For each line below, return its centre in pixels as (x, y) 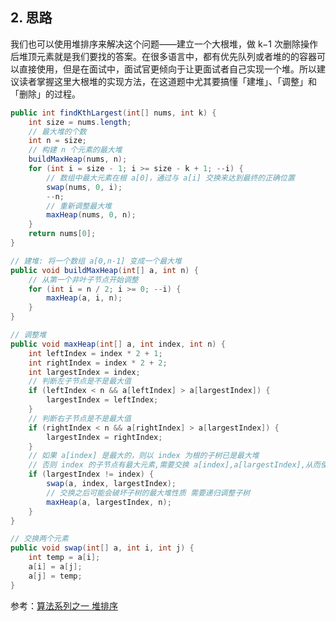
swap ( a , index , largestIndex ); (111, 484)
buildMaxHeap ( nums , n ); (78, 159)
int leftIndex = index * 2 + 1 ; (95, 353)
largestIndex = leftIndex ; (102, 400)
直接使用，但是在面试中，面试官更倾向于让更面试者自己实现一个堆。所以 (167, 69)
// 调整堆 (28, 335)
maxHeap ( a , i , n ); (84, 298)
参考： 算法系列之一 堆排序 (64, 605)
